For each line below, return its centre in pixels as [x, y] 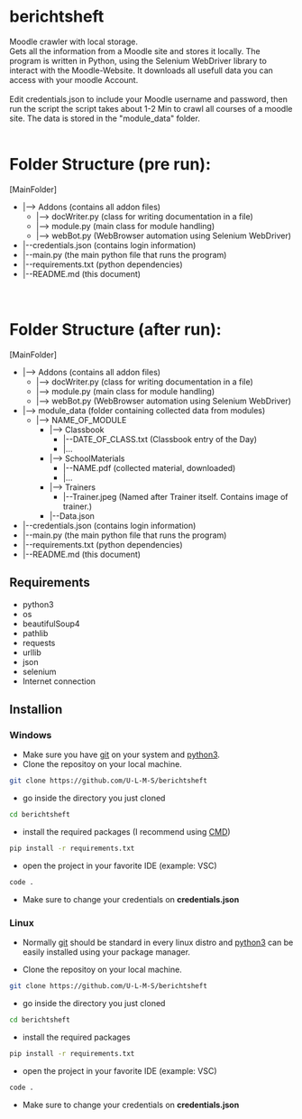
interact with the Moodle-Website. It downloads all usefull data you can [141, 70]
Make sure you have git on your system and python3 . [121, 754]
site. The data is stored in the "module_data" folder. [105, 118]
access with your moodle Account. [74, 79]
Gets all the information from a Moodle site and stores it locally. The [135, 51]
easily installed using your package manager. [106, 952]
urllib [32, 652]
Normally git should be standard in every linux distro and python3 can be [158, 943]
